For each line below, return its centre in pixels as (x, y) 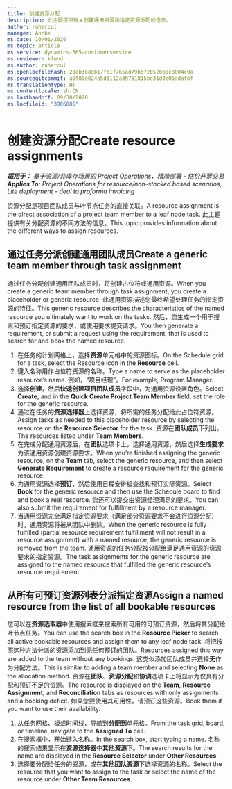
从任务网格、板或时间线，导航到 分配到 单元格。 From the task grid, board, (121, 723)
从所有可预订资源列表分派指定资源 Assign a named (115, 595)
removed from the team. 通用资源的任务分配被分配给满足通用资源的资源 (119, 548)
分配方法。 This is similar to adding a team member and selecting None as (118, 667)
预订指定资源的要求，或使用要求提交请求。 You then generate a (109, 325)
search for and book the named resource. (66, 341)
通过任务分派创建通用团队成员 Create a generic (107, 254)
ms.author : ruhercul (37, 65)
